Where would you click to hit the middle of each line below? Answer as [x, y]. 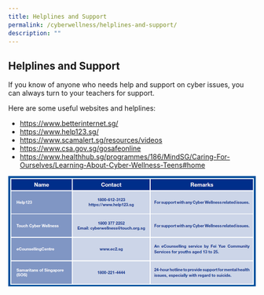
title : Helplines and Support [58, 16]
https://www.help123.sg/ [59, 132]
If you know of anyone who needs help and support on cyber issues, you [126, 85]
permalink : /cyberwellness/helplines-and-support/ [93, 25]
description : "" [35, 33]
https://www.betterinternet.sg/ [69, 124]
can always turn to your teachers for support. [81, 93]
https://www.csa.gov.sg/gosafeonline [80, 148]
